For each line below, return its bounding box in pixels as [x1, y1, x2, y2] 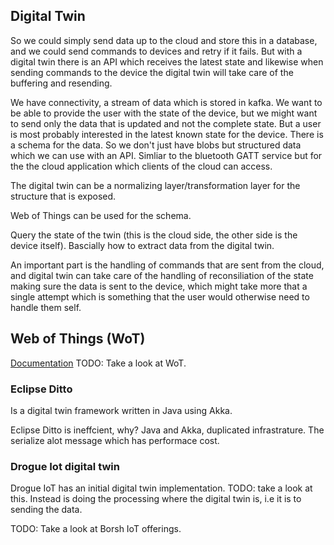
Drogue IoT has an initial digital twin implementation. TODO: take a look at [10, 482, 313, 494]
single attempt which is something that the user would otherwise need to [10, 290, 310, 303]
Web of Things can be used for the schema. [10, 209, 192, 221]
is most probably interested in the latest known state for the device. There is [10, 128, 324, 140]
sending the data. [10, 504, 83, 516]
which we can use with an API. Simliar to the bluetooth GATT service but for [10, 149, 323, 161]
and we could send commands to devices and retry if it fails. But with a [10, 45, 303, 57]
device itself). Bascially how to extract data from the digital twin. [10, 239, 275, 251]
